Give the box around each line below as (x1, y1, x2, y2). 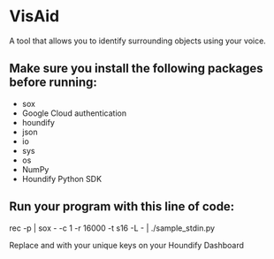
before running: (9, 75, 97, 90)
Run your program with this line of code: (9, 199, 235, 214)
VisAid (9, 6, 60, 27)
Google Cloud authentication (21, 108, 126, 118)
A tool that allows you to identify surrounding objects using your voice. (9, 35, 267, 46)
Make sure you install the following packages (9, 61, 263, 76)
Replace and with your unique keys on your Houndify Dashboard (9, 240, 245, 250)
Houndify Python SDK (21, 173, 103, 184)
